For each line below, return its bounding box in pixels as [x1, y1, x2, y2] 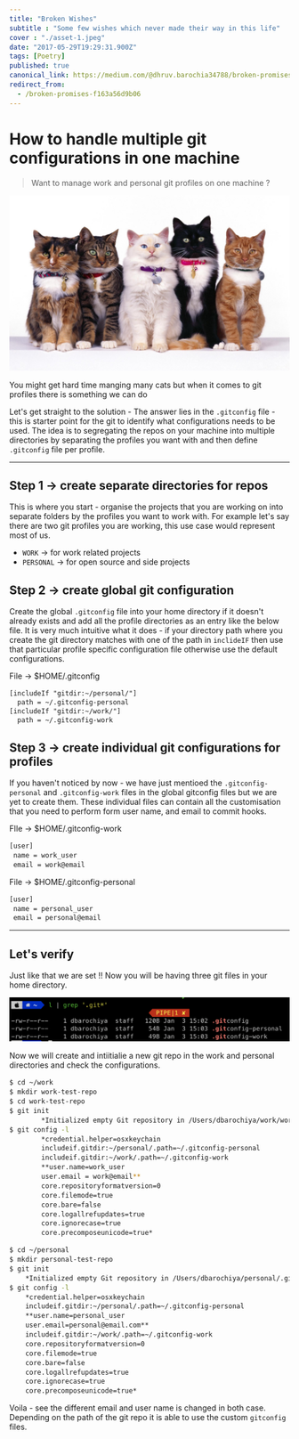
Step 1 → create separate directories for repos [9, 477, 269, 493]
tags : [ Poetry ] [9, 52, 66, 61]
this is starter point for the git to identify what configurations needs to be [9, 415, 276, 427]
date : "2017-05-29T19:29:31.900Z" [9, 43, 138, 52]
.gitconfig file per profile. [9, 443, 105, 454]
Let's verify [9, 947, 74, 962]
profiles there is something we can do [9, 388, 149, 400]
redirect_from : [9, 80, 66, 89]
